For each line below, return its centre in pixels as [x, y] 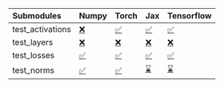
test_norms [33, 70]
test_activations [42, 29]
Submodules [37, 16]
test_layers [33, 42]
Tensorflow [189, 16]
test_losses [34, 55]
